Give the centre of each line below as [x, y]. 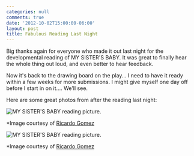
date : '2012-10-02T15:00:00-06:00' [51, 23]
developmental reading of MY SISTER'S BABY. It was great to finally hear [97, 58]
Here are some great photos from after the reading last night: [82, 100]
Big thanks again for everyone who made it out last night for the [85, 51]
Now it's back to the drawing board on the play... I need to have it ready [95, 76]
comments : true [25, 17]
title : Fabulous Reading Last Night [52, 34]
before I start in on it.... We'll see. [47, 88]
